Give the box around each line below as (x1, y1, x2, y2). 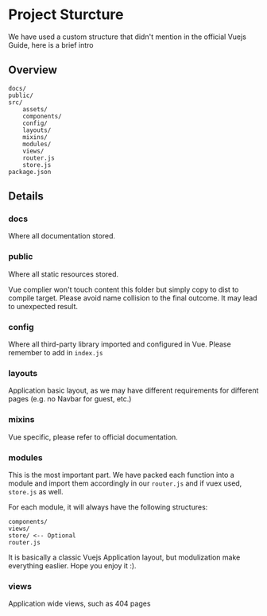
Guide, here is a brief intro (8, 40, 94, 49)
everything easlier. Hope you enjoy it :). (8, 560, 137, 570)
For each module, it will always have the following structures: (8, 502, 208, 512)
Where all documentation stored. (8, 231, 116, 241)
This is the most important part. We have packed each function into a (8, 470, 234, 479)
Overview (8, 64, 58, 77)
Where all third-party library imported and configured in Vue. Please (8, 339, 232, 349)
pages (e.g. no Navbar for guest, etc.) (8, 394, 132, 404)
